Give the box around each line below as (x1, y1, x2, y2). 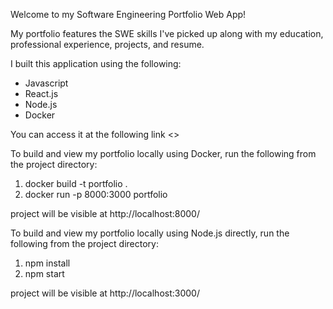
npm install (24, 257, 71, 269)
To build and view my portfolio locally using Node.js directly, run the (10, 227, 290, 239)
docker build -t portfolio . (24, 178, 128, 189)
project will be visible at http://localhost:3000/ (10, 287, 200, 299)
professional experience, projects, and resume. (10, 39, 205, 50)
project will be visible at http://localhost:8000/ (10, 208, 200, 219)
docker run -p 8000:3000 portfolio (24, 189, 168, 200)
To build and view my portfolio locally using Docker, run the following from (10, 148, 317, 159)
